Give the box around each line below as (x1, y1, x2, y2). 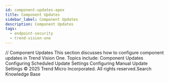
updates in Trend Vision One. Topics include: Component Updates (5, 55, 144, 61)
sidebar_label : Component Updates (5, 17, 79, 22)
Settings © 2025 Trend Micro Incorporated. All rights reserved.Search (5, 65, 152, 71)
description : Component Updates (5, 21, 74, 27)
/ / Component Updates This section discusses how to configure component (5, 49, 164, 56)
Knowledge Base (5, 71, 41, 77)
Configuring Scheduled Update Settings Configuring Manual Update (5, 60, 148, 66)
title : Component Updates (5, 12, 60, 17)
